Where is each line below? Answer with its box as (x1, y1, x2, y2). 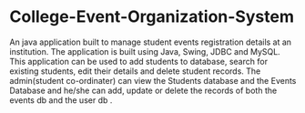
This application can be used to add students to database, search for (9, 56, 269, 67)
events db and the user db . (9, 94, 113, 106)
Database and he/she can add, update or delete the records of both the (9, 85, 278, 96)
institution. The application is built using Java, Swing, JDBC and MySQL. (9, 46, 280, 56)
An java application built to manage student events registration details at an (9, 36, 292, 47)
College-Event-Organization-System (9, 6, 294, 27)
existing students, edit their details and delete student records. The (9, 66, 261, 77)
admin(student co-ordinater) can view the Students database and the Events (9, 75, 297, 86)
